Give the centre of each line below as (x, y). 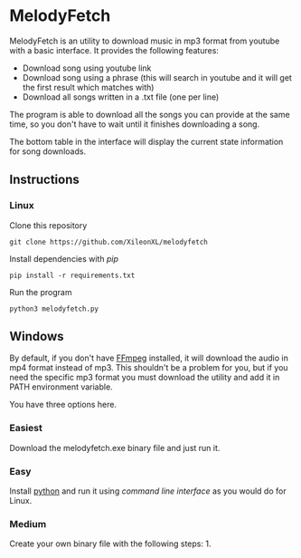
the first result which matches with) (88, 87)
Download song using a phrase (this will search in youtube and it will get (157, 77)
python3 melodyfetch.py (54, 309)
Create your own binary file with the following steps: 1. (110, 544)
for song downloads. (48, 151)
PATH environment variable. (61, 387)
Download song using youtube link (87, 68)
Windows (37, 337)
